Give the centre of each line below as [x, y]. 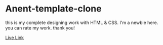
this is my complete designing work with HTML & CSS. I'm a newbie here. [82, 22]
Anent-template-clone [54, 9]
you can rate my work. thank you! [40, 27]
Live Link [15, 37]
